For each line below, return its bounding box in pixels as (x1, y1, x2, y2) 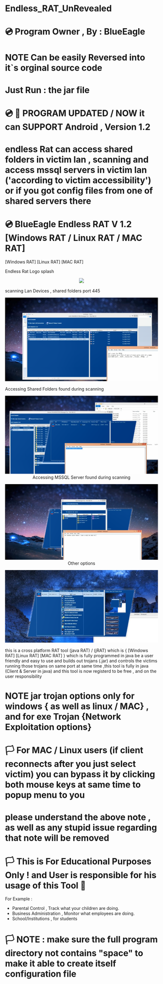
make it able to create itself (5, 958, 116, 969)
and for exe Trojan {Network (5, 711, 121, 722)
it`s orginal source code (5, 62, 103, 73)
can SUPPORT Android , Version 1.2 (5, 121, 151, 132)
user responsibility (5, 673, 42, 679)
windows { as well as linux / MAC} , (5, 701, 149, 712)
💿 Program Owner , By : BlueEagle (5, 26, 146, 37)
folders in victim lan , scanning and (5, 154, 149, 165)
